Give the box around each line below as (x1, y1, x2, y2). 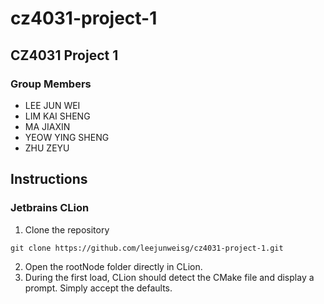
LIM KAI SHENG (24, 110, 91, 122)
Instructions (10, 171, 88, 188)
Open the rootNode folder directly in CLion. (24, 260, 203, 272)
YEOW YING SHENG (24, 131, 110, 143)
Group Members (10, 77, 92, 91)
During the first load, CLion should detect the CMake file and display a (24, 271, 315, 283)
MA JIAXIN (24, 120, 71, 132)
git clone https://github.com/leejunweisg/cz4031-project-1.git (10, 243, 284, 253)
